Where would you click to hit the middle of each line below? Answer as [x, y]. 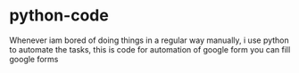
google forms [34, 59]
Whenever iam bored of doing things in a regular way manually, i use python [149, 40]
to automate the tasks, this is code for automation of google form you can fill [150, 49]
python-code [59, 16]
